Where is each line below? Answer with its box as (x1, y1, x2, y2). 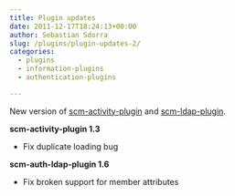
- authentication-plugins (17, 73, 117, 82)
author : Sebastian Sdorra (9, 30, 108, 39)
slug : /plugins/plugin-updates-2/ (9, 38, 142, 48)
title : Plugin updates (9, 13, 96, 23)
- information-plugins (17, 65, 104, 74)
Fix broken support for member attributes (22, 176, 179, 187)
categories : (9, 47, 55, 57)
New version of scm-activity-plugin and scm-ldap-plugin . (9, 106, 227, 117)
